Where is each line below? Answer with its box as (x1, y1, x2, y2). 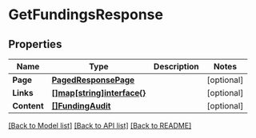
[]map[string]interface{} (51, 88, 146, 98)
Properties (8, 37, 62, 51)
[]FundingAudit (51, 101, 111, 111)
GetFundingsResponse (8, 6, 164, 24)
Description (153, 61, 200, 72)
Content (12, 101, 44, 111)
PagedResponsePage (51, 74, 135, 85)
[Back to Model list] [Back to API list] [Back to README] (8, 121, 192, 130)
